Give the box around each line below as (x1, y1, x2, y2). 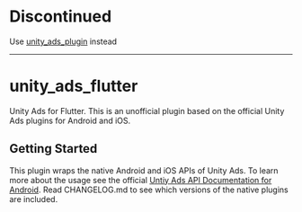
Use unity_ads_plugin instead (9, 36, 118, 47)
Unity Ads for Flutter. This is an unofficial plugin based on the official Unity (9, 105, 285, 116)
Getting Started (9, 141, 98, 156)
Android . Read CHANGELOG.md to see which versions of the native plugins (9, 184, 289, 195)
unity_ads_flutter (9, 76, 138, 96)
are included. (9, 193, 58, 204)
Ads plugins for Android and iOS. (9, 115, 131, 126)
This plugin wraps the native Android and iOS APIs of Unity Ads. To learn (9, 164, 279, 176)
